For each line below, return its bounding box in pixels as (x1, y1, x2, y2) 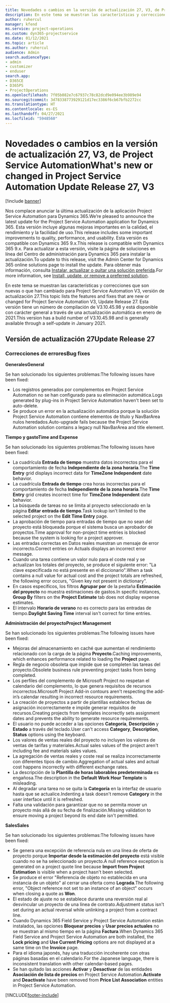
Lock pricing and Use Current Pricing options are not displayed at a (12, 939, 155, 945)
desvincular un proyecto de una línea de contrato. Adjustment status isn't (12, 901, 164, 908)
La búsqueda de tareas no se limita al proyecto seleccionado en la (12, 502, 151, 508)
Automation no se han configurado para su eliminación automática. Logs (12, 392, 163, 398)
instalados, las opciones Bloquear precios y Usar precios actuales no (12, 923, 159, 929)
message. (12, 551, 33, 557)
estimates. (12, 600, 34, 606)
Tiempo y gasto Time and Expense (5, 434, 78, 440)
